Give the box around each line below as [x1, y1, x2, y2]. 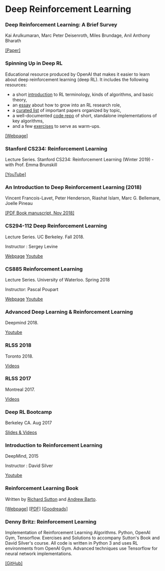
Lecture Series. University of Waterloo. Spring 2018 [5, 277, 110, 283]
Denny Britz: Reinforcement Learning [5, 518, 97, 525]
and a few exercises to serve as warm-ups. [12, 123, 101, 129]
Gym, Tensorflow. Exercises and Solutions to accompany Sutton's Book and [5, 535, 160, 541]
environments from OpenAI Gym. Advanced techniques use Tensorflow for [5, 546, 158, 552]
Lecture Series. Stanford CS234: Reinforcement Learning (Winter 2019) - [5, 157, 154, 163]
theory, [12, 96, 27, 102]
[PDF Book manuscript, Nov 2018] [5, 210, 75, 216]
